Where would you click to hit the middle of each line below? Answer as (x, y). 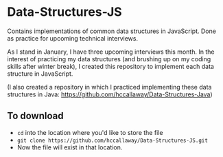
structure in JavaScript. (40, 74)
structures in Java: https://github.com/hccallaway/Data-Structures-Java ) (110, 94)
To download (35, 116)
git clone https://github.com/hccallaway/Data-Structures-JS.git (112, 140)
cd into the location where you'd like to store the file (90, 132)
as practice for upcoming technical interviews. (73, 38)
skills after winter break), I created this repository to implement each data (111, 66)
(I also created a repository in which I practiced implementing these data (109, 87)
